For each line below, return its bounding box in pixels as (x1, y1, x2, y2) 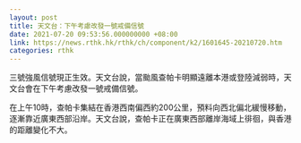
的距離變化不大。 (9, 124, 73, 135)
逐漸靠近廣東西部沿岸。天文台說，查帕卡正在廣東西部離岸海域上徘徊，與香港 (9, 114, 292, 124)
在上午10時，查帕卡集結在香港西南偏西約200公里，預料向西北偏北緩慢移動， (9, 102, 291, 113)
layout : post (9, 13, 58, 22)
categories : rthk (9, 46, 74, 55)
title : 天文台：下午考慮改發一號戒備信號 (9, 21, 145, 30)
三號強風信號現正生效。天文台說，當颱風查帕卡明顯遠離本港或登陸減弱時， (9, 72, 284, 83)
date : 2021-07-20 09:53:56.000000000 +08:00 (9, 29, 178, 38)
